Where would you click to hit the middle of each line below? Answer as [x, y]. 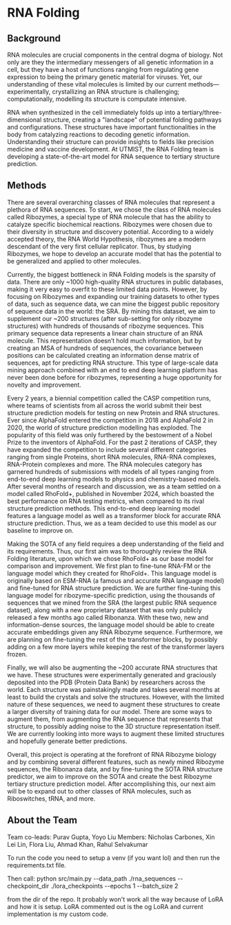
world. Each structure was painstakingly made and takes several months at [113, 689]
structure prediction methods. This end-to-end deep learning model [103, 508]
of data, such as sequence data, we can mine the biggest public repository [113, 304]
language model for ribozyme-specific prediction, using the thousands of [111, 595]
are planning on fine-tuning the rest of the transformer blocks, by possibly [112, 639]
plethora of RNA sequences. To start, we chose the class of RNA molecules [114, 210]
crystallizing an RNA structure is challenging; [116, 92]
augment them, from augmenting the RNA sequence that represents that [110, 719]
